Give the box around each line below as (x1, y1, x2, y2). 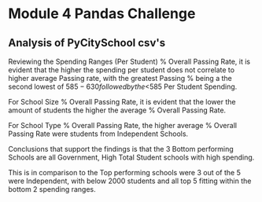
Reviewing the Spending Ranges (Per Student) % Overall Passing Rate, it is (8, 57, 251, 66)
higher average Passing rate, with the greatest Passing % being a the (8, 74, 232, 83)
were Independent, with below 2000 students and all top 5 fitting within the (8, 176, 252, 185)
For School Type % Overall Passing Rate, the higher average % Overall (8, 121, 238, 130)
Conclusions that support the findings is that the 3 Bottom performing (8, 145, 234, 153)
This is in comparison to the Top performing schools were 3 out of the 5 (8, 168, 242, 177)
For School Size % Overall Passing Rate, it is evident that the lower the (8, 97, 236, 106)
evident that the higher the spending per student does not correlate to (8, 65, 234, 75)
